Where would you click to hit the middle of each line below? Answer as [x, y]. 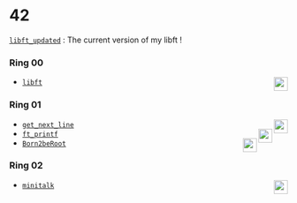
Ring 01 [25, 105]
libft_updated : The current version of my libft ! [96, 40]
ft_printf [40, 134]
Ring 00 [27, 63]
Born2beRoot [44, 143]
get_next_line [48, 124]
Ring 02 [26, 166]
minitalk [38, 185]
